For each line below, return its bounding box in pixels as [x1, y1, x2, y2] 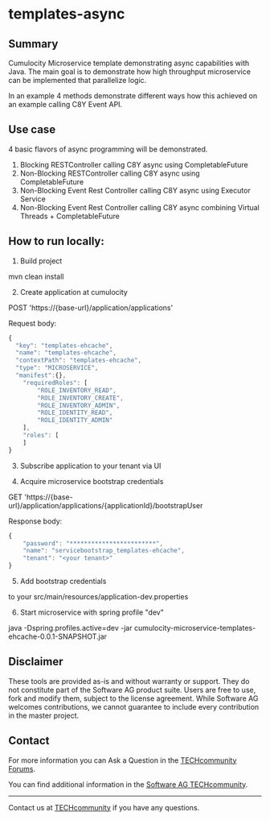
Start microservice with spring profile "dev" [19, 607, 165, 617]
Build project [19, 255, 63, 266]
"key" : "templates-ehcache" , [15, 342, 113, 350]
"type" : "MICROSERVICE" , [15, 364, 99, 372]
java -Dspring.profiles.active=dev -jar [8, 623, 133, 632]
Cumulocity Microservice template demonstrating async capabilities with [8, 58, 250, 68]
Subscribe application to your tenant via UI [19, 461, 162, 470]
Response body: [8, 516, 63, 526]
